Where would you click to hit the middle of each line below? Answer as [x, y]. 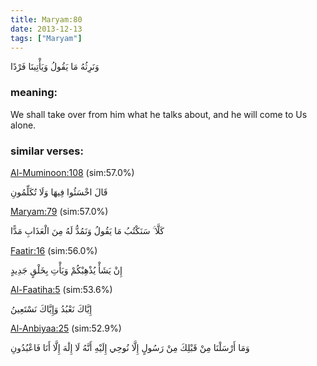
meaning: [34, 93]
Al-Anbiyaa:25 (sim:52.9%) [66, 328]
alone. [23, 125]
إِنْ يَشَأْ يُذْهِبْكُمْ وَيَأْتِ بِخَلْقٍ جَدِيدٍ [66, 270]
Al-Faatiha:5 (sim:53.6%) [61, 289]
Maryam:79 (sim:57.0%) [59, 211]
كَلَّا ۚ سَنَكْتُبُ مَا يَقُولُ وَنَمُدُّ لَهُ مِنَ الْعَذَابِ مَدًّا [87, 230]
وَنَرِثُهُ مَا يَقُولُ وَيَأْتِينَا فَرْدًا [55, 67]
